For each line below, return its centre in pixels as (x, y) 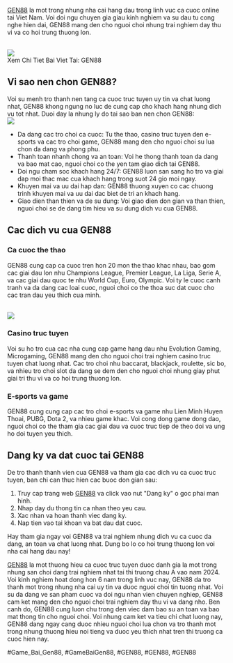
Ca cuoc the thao (37, 250)
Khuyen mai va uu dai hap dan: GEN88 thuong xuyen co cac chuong (115, 186)
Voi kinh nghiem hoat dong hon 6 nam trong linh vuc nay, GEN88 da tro (109, 579)
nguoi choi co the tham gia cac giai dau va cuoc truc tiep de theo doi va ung (116, 426)
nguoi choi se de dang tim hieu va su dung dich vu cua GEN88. (107, 208)
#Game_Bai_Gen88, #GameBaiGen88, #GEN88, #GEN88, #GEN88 (102, 652)
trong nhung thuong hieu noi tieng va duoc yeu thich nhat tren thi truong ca (115, 631)
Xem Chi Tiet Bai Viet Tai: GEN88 (55, 60)
